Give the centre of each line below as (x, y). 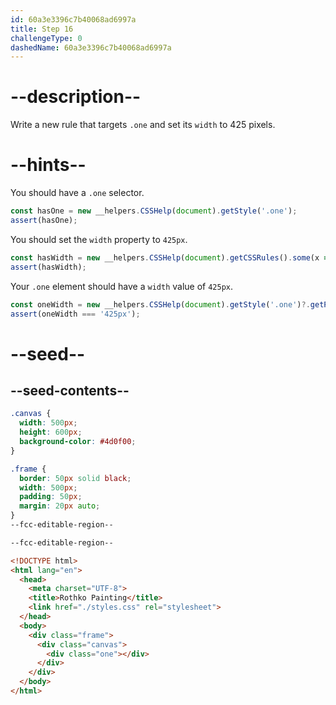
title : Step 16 (42, 29)
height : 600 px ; (51, 432)
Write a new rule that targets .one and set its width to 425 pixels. (143, 125)
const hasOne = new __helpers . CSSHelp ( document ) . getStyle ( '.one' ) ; (154, 211)
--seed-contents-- (70, 390)
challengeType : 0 (46, 38)
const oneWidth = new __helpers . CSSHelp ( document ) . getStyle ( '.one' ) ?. (160, 304)
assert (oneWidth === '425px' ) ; (75, 314)
